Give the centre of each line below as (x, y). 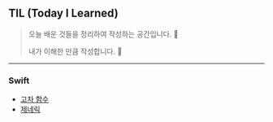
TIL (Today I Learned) (64, 13)
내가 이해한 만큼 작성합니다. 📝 (75, 51)
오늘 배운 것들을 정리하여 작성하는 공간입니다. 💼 (103, 34)
